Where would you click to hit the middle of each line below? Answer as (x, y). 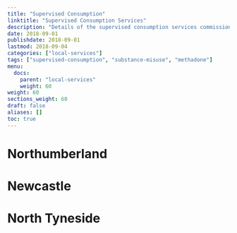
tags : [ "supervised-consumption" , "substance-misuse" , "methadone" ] (110, 60)
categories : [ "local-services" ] (55, 54)
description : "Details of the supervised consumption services (102, 27)
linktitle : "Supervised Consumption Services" (77, 20)
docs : (22, 73)
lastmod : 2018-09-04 (38, 47)
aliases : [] (25, 112)
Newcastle (39, 186)
